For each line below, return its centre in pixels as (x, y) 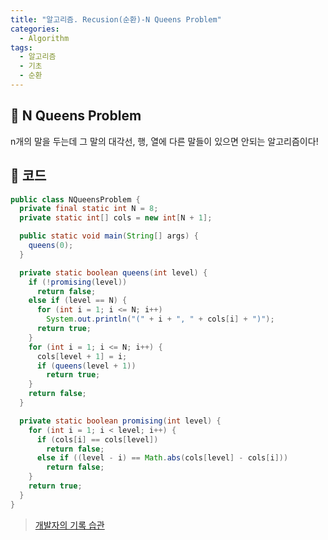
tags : (21, 47)
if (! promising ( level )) (78, 282)
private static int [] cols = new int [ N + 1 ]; (116, 218)
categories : (35, 29)
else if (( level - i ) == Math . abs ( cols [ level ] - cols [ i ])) (162, 458)
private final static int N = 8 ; (89, 209)
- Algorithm (44, 38)
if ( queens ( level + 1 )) (86, 366)
